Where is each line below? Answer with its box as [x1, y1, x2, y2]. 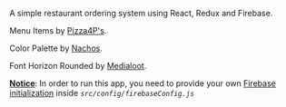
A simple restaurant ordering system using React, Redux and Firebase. [9, 8, 273, 18]
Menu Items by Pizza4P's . [9, 25, 107, 35]
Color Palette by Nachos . [9, 43, 103, 53]
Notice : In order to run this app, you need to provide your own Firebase [9, 78, 277, 89]
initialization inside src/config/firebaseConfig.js [9, 88, 195, 98]
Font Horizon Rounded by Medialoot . [9, 61, 147, 71]
